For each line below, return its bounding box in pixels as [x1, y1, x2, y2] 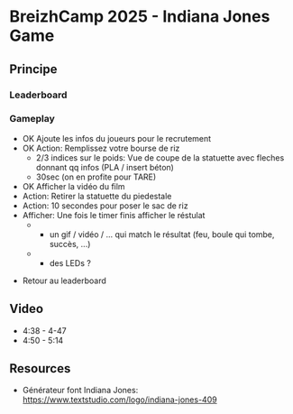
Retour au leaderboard [22, 275, 106, 286]
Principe [9, 61, 58, 77]
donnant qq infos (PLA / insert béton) [35, 161, 174, 172]
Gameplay [9, 113, 56, 125]
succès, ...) [49, 238, 91, 249]
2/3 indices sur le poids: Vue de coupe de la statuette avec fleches [35, 152, 285, 163]
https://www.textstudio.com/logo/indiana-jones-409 [22, 394, 218, 405]
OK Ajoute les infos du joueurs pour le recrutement [22, 133, 212, 143]
